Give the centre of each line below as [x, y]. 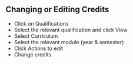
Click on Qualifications [41, 23]
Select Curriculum [36, 36]
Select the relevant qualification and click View [71, 30]
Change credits [33, 54]
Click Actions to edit [38, 48]
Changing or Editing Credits [57, 10]
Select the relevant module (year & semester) [69, 42]
